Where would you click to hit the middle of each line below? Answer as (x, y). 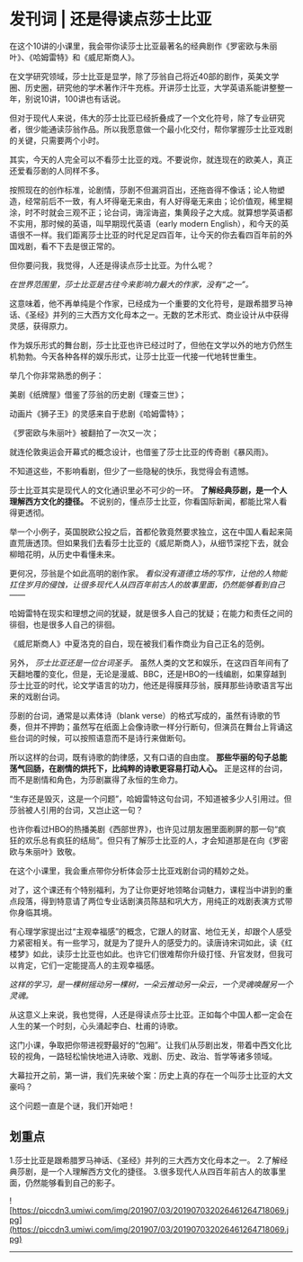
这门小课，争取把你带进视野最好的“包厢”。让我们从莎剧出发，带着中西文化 (147, 1044)
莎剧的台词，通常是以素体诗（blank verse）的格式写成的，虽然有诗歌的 (141, 715)
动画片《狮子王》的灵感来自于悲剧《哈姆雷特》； (98, 413)
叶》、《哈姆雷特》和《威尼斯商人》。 (74, 57)
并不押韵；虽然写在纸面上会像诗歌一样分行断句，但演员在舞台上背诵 (159, 727)
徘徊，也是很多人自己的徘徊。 (64, 624)
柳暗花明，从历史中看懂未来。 (64, 554)
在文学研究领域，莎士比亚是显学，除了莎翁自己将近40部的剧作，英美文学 (144, 76)
